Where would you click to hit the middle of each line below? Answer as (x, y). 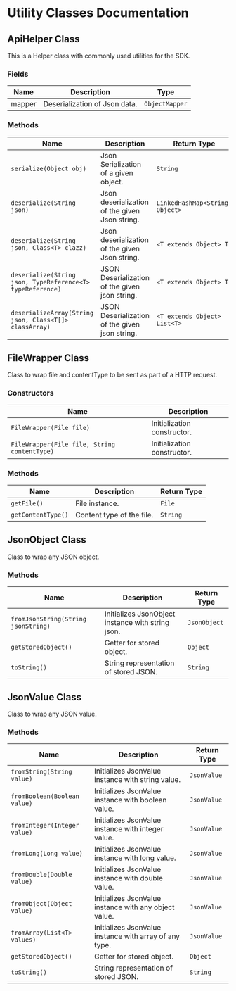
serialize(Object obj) (48, 168)
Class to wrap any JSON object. (53, 557)
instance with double (129, 878)
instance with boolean (131, 800)
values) (24, 940)
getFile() (27, 504)
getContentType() (40, 515)
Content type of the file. (114, 515)
